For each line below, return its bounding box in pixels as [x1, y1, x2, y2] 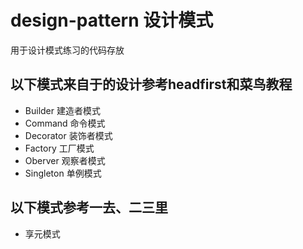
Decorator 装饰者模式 [24, 129, 113, 141]
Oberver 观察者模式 [24, 154, 106, 166]
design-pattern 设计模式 [10, 9, 214, 32]
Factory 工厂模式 [24, 142, 95, 154]
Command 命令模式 [24, 117, 106, 129]
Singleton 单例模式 [24, 167, 102, 179]
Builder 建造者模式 [24, 104, 101, 116]
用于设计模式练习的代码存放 [10, 44, 125, 56]
